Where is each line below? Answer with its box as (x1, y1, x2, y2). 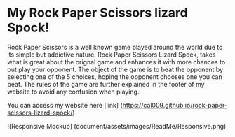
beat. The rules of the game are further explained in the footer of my (7, 80, 205, 88)
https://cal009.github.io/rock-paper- (122, 101, 228, 109)
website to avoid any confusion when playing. (7, 87, 140, 96)
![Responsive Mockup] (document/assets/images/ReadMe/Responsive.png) (7, 122, 227, 130)
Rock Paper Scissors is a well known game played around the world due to (7, 43, 223, 51)
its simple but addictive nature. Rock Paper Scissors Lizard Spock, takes (7, 50, 216, 59)
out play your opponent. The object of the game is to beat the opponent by (7, 65, 224, 73)
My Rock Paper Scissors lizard (7, 5, 188, 21)
